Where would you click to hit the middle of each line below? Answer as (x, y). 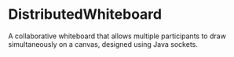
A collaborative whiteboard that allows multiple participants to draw (117, 36)
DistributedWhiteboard (85, 14)
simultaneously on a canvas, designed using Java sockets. (103, 44)
